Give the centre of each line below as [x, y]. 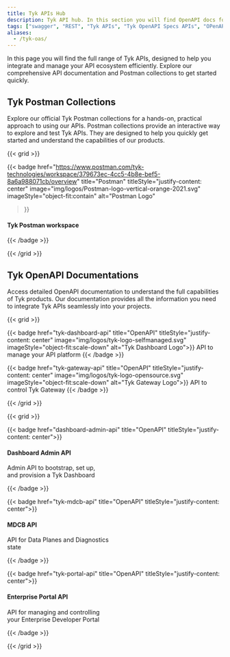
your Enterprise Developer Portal [53, 619]
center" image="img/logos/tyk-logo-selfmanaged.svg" [109, 339]
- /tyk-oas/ [30, 39]
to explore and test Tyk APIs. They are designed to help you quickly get [108, 133]
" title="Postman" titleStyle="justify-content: [139, 181]
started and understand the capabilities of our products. [86, 140]
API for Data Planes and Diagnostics [58, 540]
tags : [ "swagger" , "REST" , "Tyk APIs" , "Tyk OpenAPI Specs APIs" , [104, 26]
